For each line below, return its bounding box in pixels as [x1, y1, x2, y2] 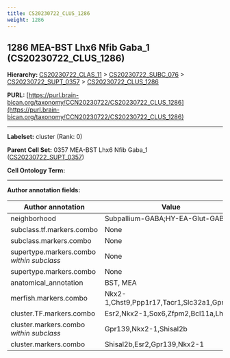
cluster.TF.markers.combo [10, 309, 96, 318]
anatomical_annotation [10, 278, 84, 287]
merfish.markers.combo [10, 294, 88, 303]
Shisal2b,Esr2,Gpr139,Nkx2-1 [104, 340, 204, 349]
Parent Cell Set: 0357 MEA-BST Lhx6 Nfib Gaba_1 [7, 146, 148, 154]
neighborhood [10, 214, 57, 223]
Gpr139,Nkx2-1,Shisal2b [104, 324, 188, 334]
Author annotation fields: [7, 186, 81, 194]
